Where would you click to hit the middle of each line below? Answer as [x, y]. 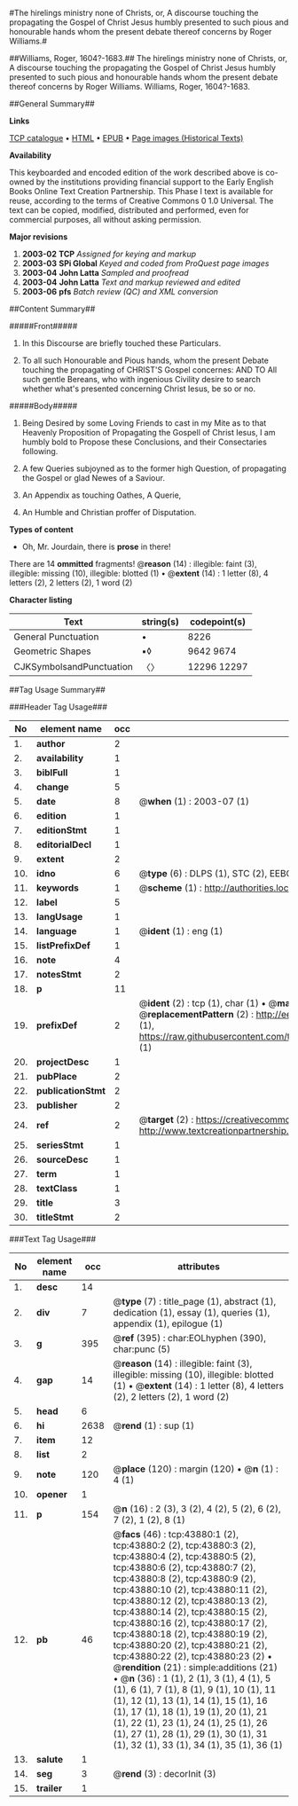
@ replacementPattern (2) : [196, 1014]
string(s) [161, 622]
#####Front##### [43, 326]
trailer [50, 1788]
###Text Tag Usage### [53, 1239]
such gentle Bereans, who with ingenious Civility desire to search [141, 379]
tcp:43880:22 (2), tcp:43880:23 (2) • [193, 1656]
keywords [58, 888]
